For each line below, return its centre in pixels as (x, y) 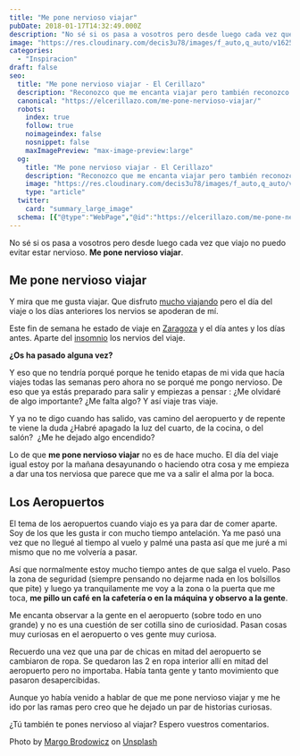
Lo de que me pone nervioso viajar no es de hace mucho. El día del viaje (144, 455)
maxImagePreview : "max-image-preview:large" (109, 150)
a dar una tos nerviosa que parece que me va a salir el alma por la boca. (142, 474)
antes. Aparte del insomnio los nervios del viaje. (97, 338)
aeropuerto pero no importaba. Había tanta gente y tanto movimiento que (144, 671)
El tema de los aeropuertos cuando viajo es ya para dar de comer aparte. (144, 523)
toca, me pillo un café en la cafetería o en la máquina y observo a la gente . (149, 598)
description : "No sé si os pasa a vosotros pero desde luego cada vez (143, 34)
